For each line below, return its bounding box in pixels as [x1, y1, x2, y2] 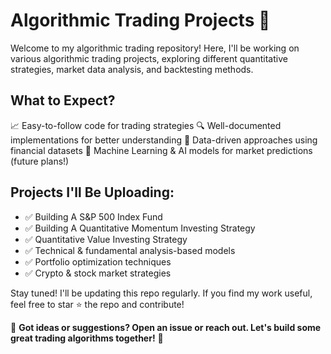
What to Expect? [10, 92, 116, 109]
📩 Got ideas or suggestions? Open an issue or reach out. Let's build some [10, 321, 322, 333]
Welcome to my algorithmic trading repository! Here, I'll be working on [10, 42, 300, 54]
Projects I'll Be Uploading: [10, 184, 175, 201]
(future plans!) [10, 155, 70, 167]
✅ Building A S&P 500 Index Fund [24, 210, 163, 223]
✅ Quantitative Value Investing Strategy [24, 233, 188, 245]
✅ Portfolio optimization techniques [24, 255, 172, 268]
